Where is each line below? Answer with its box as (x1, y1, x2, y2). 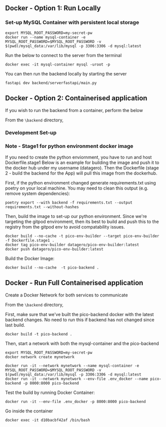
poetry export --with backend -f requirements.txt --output (5, 200, 133, 205)
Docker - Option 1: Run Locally (5, 4, 101, 12)
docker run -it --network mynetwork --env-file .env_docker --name (5, 376, 149, 381)
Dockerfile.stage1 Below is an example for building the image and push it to (5, 159, 160, 165)
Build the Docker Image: (5, 255, 55, 261)
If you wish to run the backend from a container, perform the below (5, 107, 143, 113)
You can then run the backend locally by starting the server (5, 70, 127, 76)
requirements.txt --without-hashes (5, 204, 79, 209)
